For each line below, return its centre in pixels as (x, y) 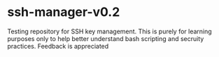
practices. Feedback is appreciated (58, 46)
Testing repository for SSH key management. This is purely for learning (109, 31)
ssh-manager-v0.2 (64, 12)
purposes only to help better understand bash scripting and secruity (106, 38)
